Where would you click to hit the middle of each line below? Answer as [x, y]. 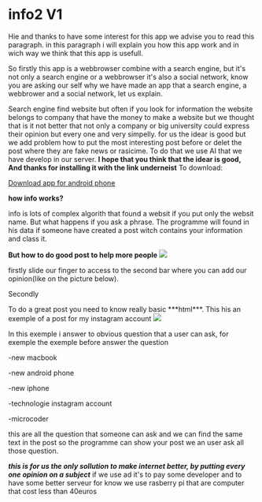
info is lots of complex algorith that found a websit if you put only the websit [131, 213]
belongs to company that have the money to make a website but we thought [131, 117]
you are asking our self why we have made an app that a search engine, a [127, 85]
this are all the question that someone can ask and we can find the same [125, 434]
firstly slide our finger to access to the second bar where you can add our [127, 270]
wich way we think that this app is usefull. [76, 53]
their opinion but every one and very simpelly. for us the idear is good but [127, 134]
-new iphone [29, 388]
